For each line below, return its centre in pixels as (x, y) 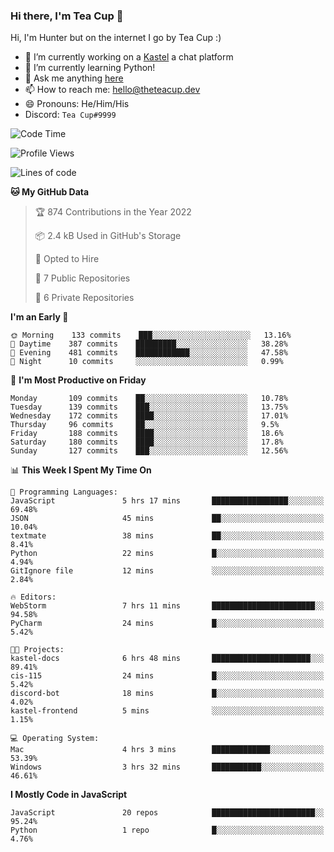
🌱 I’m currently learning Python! (90, 68)
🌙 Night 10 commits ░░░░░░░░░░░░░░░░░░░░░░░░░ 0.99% (147, 362)
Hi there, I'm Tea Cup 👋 (67, 16)
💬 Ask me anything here (74, 78)
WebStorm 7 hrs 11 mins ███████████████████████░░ (167, 606)
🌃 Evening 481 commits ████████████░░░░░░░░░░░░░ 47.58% (149, 353)
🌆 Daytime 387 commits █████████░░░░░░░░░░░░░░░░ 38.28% (149, 344)
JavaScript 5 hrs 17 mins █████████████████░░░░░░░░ (167, 501)
